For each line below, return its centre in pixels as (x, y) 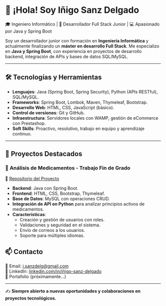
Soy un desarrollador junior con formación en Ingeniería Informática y (77, 41)
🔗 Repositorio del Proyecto (32, 179)
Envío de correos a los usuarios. (52, 230)
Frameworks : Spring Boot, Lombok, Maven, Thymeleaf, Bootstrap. (80, 102)
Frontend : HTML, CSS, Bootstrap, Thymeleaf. (59, 194)
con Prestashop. (29, 123)
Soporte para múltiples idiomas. (52, 236)
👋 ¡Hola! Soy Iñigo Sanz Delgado (72, 10)
